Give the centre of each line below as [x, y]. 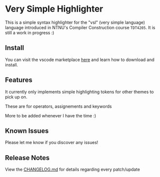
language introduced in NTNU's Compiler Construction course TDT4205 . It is [80, 27]
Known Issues [27, 131]
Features [19, 80]
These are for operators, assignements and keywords [58, 106]
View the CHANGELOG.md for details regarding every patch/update [72, 169]
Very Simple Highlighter [54, 9]
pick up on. [16, 97]
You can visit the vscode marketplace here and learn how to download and [80, 60]
